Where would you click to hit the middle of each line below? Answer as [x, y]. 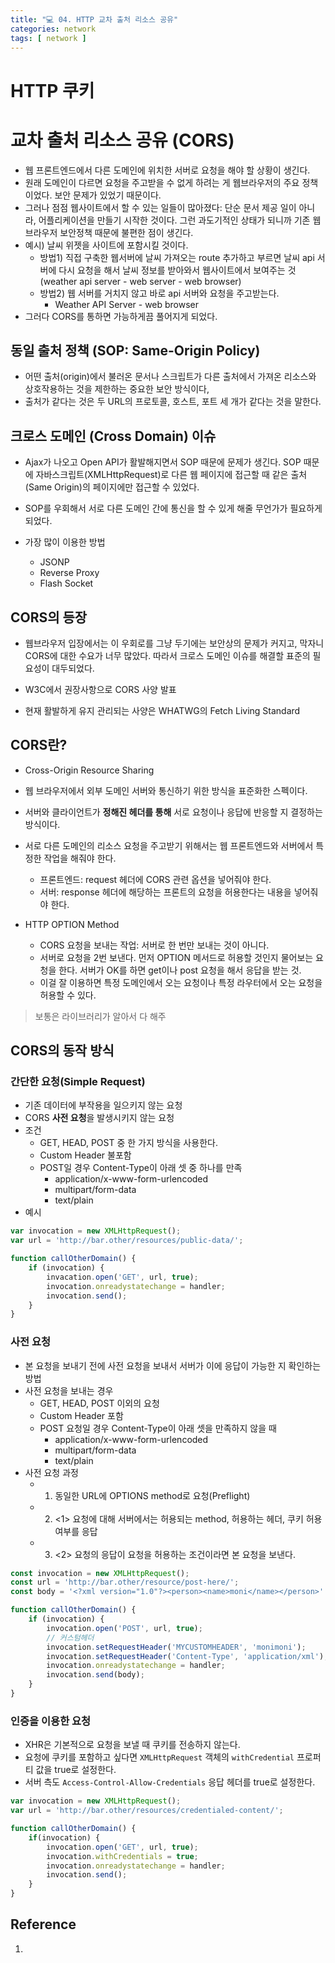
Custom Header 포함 [81, 1415]
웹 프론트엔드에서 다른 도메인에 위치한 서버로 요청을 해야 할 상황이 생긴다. [167, 170]
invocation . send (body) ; [95, 1675]
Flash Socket [66, 583]
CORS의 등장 [49, 617]
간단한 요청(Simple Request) [78, 1082]
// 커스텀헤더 [70, 1637]
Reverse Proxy [69, 573]
